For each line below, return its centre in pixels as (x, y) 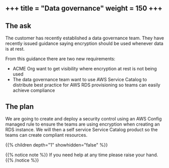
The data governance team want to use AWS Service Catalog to (80, 80)
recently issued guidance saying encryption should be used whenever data (84, 43)
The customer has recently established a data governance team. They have (85, 38)
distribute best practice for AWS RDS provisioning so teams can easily (87, 85)
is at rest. (15, 49)
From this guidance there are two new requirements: (61, 59)
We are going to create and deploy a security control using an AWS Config (83, 119)
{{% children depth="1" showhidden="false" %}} (57, 145)
